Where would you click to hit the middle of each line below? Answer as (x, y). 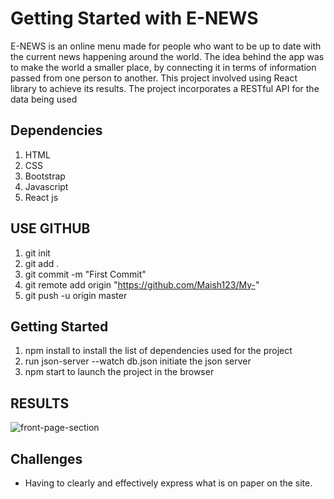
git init (37, 253)
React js (41, 197)
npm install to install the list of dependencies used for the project (158, 351)
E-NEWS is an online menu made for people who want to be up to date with (166, 46)
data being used (44, 99)
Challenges (46, 458)
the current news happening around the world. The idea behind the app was (167, 56)
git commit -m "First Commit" (85, 274)
